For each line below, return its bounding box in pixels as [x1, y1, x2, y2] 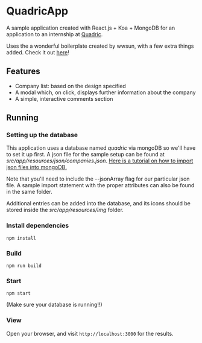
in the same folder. [6, 188, 52, 196]
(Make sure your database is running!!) [6, 301, 103, 309]
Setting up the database [6, 131, 78, 139]
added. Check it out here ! [6, 48, 69, 56]
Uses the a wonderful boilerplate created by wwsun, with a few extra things [6, 42, 194, 50]
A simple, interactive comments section [14, 95, 113, 102]
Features [6, 66, 40, 77]
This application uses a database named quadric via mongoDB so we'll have [6, 144, 196, 152]
